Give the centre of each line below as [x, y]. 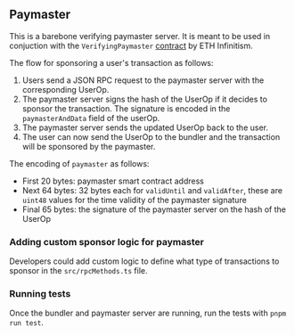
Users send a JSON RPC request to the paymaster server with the [143, 80]
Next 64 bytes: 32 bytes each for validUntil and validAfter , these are [152, 190]
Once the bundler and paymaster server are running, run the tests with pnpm [148, 313]
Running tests [40, 294]
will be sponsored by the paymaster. [89, 146]
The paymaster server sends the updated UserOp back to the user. [145, 127]
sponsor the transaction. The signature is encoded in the [126, 108]
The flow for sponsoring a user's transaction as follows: [111, 62]
